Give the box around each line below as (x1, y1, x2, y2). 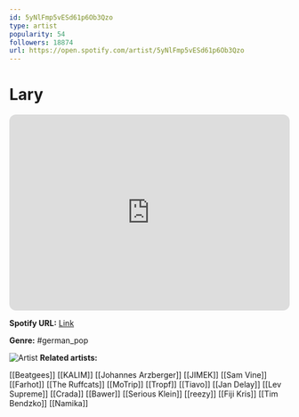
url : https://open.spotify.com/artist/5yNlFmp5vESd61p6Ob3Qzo (9, 46, 245, 55)
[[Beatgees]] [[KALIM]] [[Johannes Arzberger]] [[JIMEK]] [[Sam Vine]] (9, 370, 267, 380)
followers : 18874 (9, 37, 74, 47)
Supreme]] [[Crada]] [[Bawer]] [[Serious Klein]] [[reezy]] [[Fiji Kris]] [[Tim (9, 388, 279, 399)
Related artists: (39, 353, 98, 364)
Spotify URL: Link (9, 318, 75, 329)
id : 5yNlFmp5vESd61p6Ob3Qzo (9, 12, 114, 22)
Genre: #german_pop (9, 335, 89, 346)
